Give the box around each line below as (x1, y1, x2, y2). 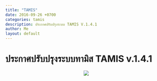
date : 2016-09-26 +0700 (5, 12, 56, 17)
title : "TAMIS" (5, 7, 38, 13)
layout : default (5, 31, 40, 36)
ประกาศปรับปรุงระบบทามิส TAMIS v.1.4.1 (5, 53, 152, 65)
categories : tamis (5, 17, 45, 22)
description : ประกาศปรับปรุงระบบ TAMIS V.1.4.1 (5, 21, 97, 27)
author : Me (5, 26, 29, 32)
